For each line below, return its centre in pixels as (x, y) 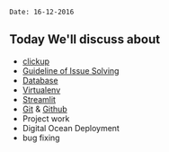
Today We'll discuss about (84, 40)
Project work (46, 118)
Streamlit (39, 99)
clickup (36, 61)
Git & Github (44, 109)
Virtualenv (41, 90)
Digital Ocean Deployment (71, 128)
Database (40, 80)
